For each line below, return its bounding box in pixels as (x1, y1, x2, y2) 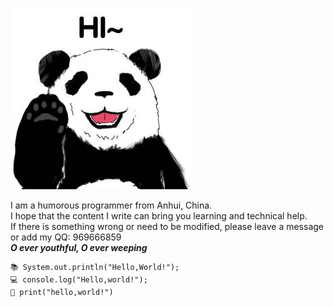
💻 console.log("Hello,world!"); (10, 275, 148, 285)
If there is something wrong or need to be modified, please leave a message (10, 221, 325, 232)
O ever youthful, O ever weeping (10, 242, 148, 253)
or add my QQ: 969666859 (10, 231, 122, 243)
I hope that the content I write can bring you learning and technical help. (10, 210, 308, 222)
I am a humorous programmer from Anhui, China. (10, 199, 213, 211)
